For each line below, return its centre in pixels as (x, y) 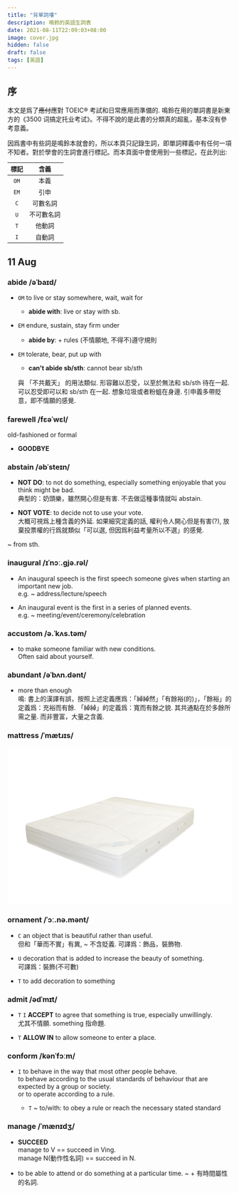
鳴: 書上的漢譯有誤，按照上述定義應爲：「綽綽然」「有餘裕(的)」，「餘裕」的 (124, 699)
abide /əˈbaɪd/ (32, 282)
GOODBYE (33, 449)
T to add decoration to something (66, 981)
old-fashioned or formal (42, 435)
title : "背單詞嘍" (33, 15)
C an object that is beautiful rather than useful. (85, 935)
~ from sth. (24, 544)
